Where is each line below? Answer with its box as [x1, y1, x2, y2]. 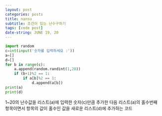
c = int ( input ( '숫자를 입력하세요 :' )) [5, 48, 75, 53]
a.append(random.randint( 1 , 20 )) [14, 67, 81, 72]
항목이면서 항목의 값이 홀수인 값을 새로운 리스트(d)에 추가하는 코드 [5, 105, 133, 111]
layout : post [5, 7, 32, 12]
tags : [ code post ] [5, 26, 43, 31]
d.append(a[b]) [31, 80, 63, 85]
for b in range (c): [5, 62, 46, 67]
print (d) [5, 89, 23, 94]
